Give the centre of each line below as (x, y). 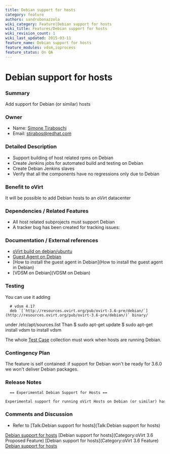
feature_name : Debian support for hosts (49, 43)
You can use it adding (28, 297)
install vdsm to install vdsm (33, 330)
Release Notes (24, 382)
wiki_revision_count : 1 (30, 33)
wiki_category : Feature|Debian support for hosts (59, 24)
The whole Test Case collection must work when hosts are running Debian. (83, 340)
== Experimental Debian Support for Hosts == (59, 393)
